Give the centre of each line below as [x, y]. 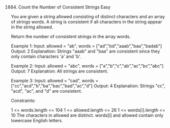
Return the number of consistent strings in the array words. [71, 37]
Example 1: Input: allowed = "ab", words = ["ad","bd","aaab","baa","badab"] [86, 46]
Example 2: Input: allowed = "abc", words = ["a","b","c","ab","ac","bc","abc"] [87, 66]
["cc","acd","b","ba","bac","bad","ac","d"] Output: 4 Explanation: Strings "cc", [88, 86]
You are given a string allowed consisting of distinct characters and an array [88, 16]
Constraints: [23, 101]
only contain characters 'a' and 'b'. [46, 56]
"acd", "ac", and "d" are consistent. [47, 91]
